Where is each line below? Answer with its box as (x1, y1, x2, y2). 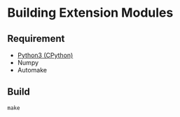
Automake (17, 66, 48, 74)
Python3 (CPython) (17, 51, 74, 59)
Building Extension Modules (7, 5, 174, 21)
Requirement (7, 33, 65, 45)
